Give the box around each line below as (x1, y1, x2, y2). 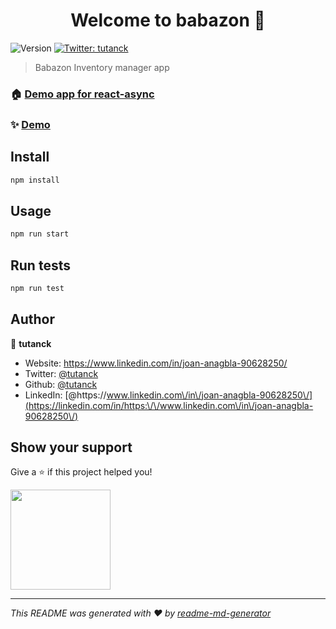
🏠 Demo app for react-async (10, 87, 155, 101)
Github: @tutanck (24, 378, 98, 390)
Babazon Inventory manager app (34, 61, 170, 73)
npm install (10, 175, 60, 185)
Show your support (10, 439, 133, 456)
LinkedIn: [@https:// (24, 389, 107, 401)
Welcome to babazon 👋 (70, 9, 266, 32)
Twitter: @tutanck (24, 367, 99, 379)
